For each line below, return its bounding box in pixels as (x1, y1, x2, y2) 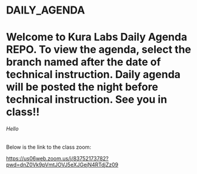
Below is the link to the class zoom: (6, 143, 91, 150)
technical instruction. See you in (6, 93, 168, 106)
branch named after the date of (6, 55, 161, 69)
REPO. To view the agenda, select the (6, 43, 191, 56)
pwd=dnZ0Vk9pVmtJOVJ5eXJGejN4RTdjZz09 (6, 161, 119, 168)
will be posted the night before (6, 81, 159, 94)
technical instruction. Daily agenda (6, 68, 181, 81)
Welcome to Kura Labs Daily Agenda (6, 31, 188, 44)
